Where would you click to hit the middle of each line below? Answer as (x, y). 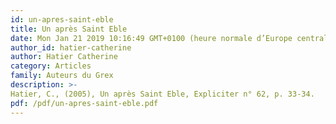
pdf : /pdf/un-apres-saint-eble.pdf (84, 103)
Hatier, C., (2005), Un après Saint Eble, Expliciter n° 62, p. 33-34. (162, 94)
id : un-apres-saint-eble (62, 19)
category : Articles (51, 66)
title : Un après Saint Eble (69, 29)
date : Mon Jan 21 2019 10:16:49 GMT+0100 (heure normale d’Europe (151, 38)
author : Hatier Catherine (64, 57)
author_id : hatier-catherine (71, 47)
